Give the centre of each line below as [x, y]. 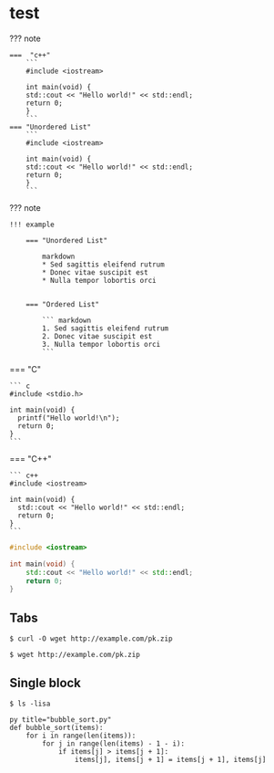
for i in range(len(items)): [81, 736]
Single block [46, 683]
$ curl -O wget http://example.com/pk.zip [91, 639]
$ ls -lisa [30, 704]
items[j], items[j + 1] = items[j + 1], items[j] [170, 759]
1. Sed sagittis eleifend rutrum [106, 328]
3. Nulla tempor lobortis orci [101, 344]
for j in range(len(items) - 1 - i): [113, 743]
